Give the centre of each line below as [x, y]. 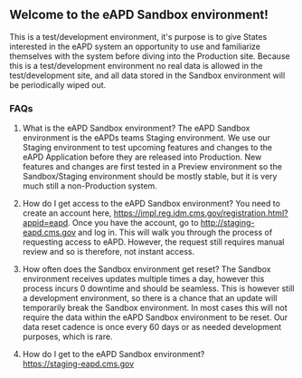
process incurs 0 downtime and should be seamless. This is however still [158, 288]
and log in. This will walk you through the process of [175, 233]
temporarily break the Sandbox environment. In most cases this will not [155, 308]
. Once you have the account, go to [133, 223]
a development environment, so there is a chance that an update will [150, 298]
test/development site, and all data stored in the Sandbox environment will [147, 75]
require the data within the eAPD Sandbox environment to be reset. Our [155, 317]
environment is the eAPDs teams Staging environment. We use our [146, 138]
